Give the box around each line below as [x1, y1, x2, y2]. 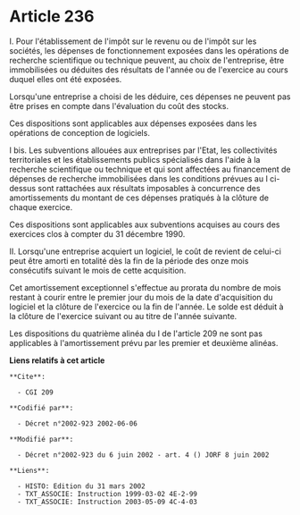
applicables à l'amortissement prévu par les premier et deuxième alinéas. [9, 337, 279, 348]
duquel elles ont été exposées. [9, 73, 122, 84]
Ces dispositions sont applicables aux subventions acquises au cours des [9, 219, 280, 230]
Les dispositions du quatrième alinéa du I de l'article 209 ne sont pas [9, 328, 263, 339]
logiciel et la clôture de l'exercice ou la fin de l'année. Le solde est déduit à [9, 301, 284, 312]
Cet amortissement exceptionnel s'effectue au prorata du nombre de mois [9, 282, 281, 292]
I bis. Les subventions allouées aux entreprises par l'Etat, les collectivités [9, 145, 278, 156]
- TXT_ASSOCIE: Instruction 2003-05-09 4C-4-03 [17, 497, 198, 506]
